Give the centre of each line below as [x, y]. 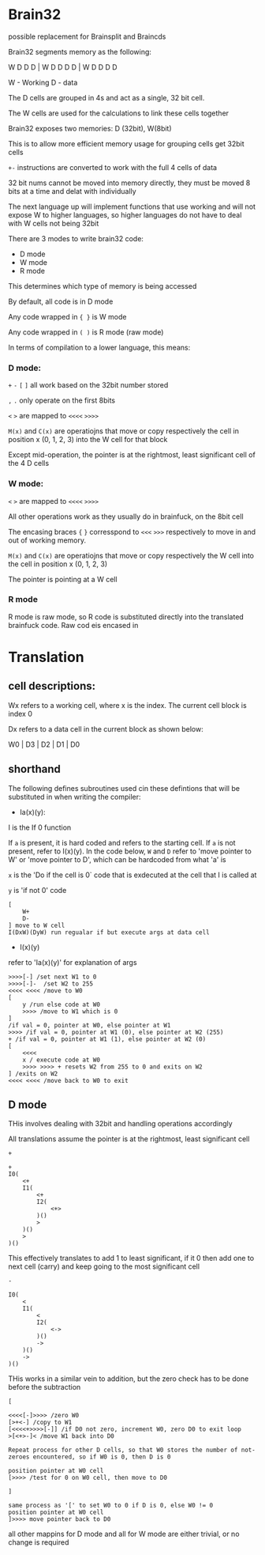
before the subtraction [45, 1387]
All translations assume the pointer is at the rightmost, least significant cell [129, 1139]
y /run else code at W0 [62, 1005]
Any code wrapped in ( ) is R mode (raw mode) [86, 332]
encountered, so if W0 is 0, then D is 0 [102, 1457]
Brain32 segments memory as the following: [80, 51]
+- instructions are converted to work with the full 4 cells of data [113, 167]
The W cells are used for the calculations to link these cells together [119, 113]
